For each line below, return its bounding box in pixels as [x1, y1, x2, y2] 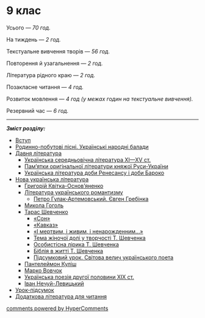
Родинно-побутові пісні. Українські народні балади [15, 143, 149, 150]
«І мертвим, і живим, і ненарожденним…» [33, 227, 143, 235]
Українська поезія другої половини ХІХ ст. [24, 273, 134, 281]
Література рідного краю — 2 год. [6, 71, 96, 78]
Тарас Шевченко [24, 208, 68, 215]
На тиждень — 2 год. [6, 36, 61, 43]
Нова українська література [15, 175, 89, 183]
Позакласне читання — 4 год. [6, 83, 84, 91]
